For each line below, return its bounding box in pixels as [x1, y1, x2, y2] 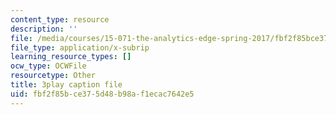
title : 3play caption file [10, 80, 123, 90]
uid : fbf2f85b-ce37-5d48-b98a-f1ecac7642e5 [10, 89, 195, 99]
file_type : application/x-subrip [10, 42, 150, 53]
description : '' [10, 24, 78, 34]
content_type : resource [10, 14, 110, 25]
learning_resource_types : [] [10, 52, 132, 62]
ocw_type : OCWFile [10, 61, 87, 71]
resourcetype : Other [10, 71, 97, 81]
